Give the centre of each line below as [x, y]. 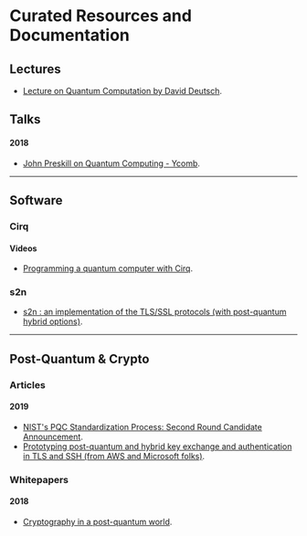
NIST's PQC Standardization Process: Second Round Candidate [142, 426]
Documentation [70, 35]
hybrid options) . [53, 321]
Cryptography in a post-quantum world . [97, 522]
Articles [27, 384]
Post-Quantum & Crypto [79, 358]
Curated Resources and [101, 16]
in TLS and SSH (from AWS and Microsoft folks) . [114, 456]
